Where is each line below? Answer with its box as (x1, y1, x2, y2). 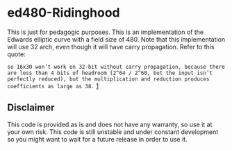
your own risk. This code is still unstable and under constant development (7, 127, 219, 136)
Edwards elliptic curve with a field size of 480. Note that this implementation (7, 35, 226, 43)
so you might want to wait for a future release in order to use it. (7, 135, 188, 143)
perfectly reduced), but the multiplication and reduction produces (7, 75, 210, 83)
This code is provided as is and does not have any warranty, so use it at (7, 120, 213, 128)
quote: (7, 50, 26, 58)
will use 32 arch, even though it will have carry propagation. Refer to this (7, 42, 215, 51)
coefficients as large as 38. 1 (7, 81, 99, 90)
